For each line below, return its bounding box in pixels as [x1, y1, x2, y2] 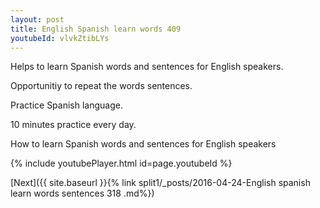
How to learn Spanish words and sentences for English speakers [10, 138, 277, 150]
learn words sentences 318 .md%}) [10, 187, 155, 200]
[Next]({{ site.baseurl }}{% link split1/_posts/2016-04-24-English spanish [10, 177, 311, 189]
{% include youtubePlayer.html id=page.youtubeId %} [10, 157, 233, 170]
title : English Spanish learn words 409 [10, 24, 182, 34]
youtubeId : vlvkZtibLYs [10, 33, 110, 43]
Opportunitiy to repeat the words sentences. [10, 80, 193, 92]
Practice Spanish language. [10, 99, 123, 111]
